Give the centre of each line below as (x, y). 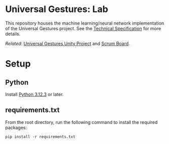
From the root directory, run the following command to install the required (81, 122)
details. (13, 34)
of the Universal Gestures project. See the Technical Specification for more (83, 28)
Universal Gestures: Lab (57, 9)
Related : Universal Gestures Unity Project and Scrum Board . (68, 43)
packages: (16, 127)
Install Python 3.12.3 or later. (35, 94)
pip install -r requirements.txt (40, 136)
